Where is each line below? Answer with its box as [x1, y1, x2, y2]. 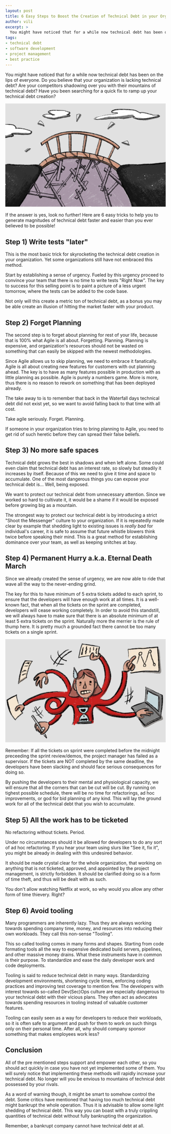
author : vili [5, 19, 33, 24]
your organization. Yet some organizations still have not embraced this [5, 257, 153, 263]
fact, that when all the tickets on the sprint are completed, [20, 601, 141, 608]
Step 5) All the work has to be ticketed [5, 816, 128, 824]
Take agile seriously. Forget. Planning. [5, 415, 85, 422]
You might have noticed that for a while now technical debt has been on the [5, 72, 164, 78]
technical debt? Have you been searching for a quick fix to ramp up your [5, 87, 157, 94]
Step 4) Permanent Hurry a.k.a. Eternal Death [5, 554, 152, 563]
